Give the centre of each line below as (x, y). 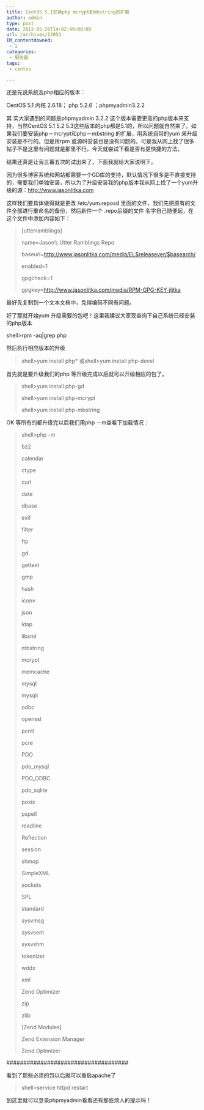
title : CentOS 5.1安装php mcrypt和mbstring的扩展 (68, 12)
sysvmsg (33, 920)
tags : (13, 63)
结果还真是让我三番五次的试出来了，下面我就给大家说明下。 (81, 162)
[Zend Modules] (42, 1027)
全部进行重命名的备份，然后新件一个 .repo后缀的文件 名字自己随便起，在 (103, 211)
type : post (20, 23)
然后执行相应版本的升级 (36, 348)
